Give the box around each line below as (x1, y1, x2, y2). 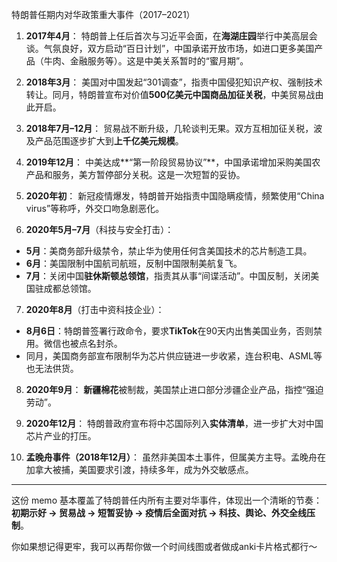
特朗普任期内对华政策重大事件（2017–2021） (11, 9, 196, 20)
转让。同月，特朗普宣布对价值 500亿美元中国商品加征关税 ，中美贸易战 (25, 89, 316, 100)
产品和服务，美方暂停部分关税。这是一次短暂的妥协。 (25, 169, 246, 180)
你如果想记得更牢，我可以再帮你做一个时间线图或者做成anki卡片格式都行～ (11, 541, 318, 552)
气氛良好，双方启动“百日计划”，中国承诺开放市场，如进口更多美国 (43, 43, 315, 54)
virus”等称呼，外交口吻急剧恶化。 (25, 203, 165, 214)
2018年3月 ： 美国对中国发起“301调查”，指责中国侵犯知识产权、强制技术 (25, 76, 323, 88)
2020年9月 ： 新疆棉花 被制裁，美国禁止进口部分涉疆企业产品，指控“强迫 (25, 384, 324, 395)
